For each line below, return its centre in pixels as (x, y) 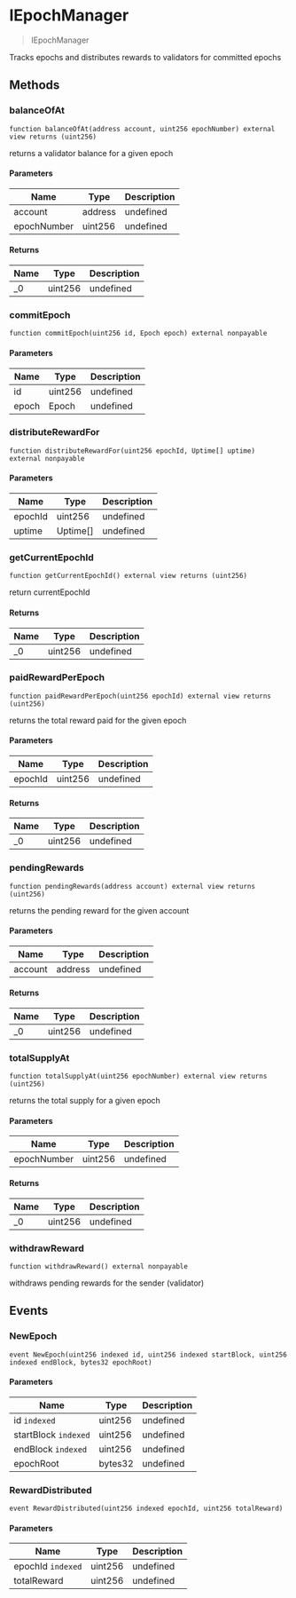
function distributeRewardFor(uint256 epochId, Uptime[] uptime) (132, 451)
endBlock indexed (51, 1449)
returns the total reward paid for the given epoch (98, 720)
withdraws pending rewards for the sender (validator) (107, 1283)
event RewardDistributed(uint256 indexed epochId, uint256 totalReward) (146, 1509)
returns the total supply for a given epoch (85, 1101)
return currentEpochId (50, 592)
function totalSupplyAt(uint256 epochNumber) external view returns (138, 1076)
